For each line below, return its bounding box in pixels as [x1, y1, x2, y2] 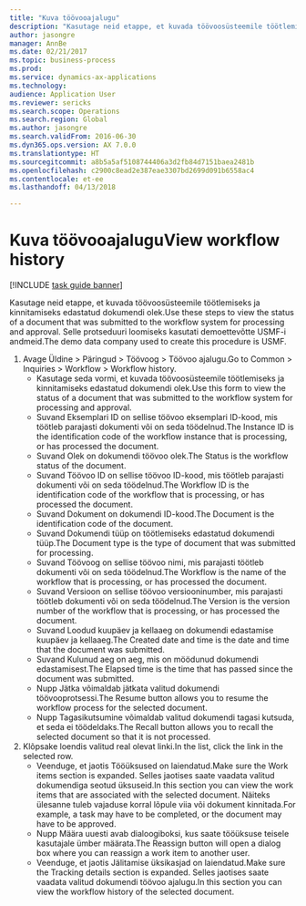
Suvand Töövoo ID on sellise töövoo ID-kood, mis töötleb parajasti [36, 470, 284, 481]
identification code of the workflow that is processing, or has [36, 489, 265, 500]
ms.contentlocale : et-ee [9, 174, 104, 183]
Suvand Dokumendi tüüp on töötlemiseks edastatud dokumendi [36, 528, 275, 539]
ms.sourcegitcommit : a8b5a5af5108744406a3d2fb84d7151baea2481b [9, 157, 255, 167]
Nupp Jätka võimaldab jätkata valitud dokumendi [36, 683, 220, 694]
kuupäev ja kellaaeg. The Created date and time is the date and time [36, 634, 290, 645]
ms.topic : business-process [9, 56, 117, 65]
